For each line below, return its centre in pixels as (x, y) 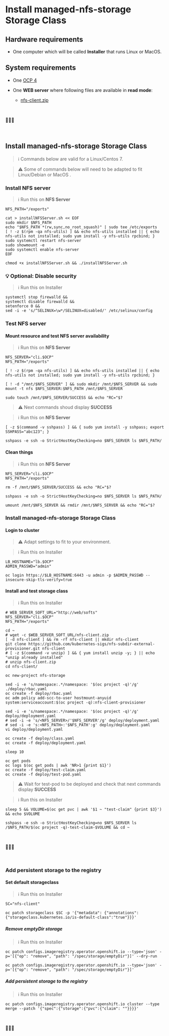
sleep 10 (15, 752)
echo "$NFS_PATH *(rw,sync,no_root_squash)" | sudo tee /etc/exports (81, 227)
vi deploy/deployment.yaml (34, 729)
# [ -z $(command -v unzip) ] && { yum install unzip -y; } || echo (80, 653)
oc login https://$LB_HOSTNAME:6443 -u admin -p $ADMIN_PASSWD (74, 575)
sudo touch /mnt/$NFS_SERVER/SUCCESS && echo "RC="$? (64, 398)
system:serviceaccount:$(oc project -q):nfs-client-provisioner (76, 702)
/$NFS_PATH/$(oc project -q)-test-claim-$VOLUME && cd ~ (68, 827)
